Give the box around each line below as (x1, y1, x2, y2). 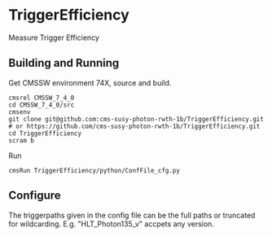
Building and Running (8, 56, 120, 70)
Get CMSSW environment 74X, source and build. (8, 77, 172, 87)
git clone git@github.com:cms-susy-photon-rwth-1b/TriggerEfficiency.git (8, 115, 265, 123)
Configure (8, 189, 61, 203)
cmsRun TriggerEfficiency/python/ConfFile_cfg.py (8, 166, 181, 174)
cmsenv (8, 108, 31, 116)
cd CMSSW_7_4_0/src (8, 100, 75, 109)
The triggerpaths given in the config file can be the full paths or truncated (8, 210, 256, 220)
